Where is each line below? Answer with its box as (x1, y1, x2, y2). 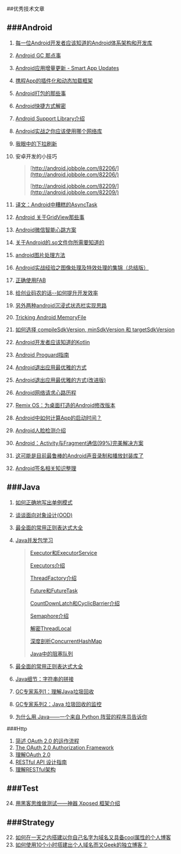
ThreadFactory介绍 (30, 574, 77, 582)
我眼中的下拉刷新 (15, 140, 57, 147)
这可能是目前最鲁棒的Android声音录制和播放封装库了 (15, 452, 144, 459)
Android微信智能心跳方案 (15, 226, 76, 233)
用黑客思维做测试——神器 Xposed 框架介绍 (15, 800, 121, 807)
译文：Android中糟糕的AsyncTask (15, 201, 98, 208)
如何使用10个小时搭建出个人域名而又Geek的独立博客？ (15, 842, 148, 849)
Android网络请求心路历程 (15, 389, 76, 396)
